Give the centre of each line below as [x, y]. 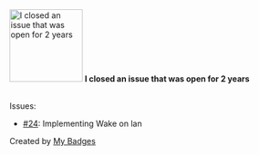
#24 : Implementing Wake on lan [83, 123]
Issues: [23, 106]
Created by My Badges [52, 141]
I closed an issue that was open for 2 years [167, 79]
